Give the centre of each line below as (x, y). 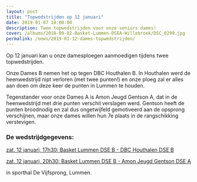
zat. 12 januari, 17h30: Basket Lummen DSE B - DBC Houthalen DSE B (90, 150)
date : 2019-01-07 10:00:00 (39, 22)
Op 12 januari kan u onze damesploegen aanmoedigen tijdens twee (87, 55)
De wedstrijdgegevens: (40, 137)
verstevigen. (21, 122)
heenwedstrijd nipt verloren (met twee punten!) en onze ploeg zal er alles (95, 79)
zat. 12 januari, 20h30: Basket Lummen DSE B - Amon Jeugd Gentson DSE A (98, 161)
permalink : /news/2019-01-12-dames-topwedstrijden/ (71, 39)
